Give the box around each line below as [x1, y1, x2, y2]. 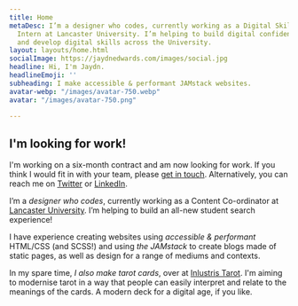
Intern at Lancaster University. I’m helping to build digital [17, 29, 255, 38]
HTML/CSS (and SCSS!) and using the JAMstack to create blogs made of [9, 241, 277, 252]
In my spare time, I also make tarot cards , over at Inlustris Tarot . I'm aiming [9, 268, 283, 279]
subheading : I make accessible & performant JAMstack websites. [9, 79, 252, 88]
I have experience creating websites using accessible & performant [9, 231, 256, 242]
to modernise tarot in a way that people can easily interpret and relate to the [9, 277, 286, 288]
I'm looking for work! [9, 136, 127, 151]
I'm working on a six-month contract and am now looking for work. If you [9, 160, 276, 170]
